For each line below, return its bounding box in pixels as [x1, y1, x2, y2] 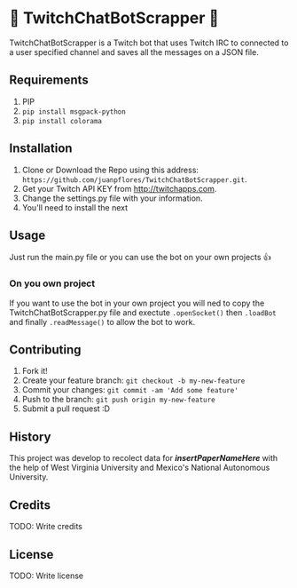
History [9, 429, 51, 444]
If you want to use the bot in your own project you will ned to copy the [9, 298, 265, 308]
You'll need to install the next [21, 202, 129, 212]
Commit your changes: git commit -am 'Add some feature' [21, 385, 239, 395]
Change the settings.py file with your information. [21, 193, 203, 203]
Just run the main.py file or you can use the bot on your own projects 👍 [9, 252, 272, 263]
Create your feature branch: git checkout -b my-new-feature [21, 375, 246, 385]
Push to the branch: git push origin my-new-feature [21, 394, 215, 405]
